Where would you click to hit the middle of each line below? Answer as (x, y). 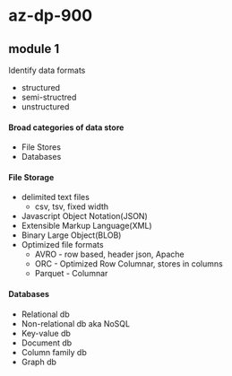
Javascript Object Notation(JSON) (85, 216)
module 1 (34, 49)
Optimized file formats (62, 245)
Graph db (39, 362)
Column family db (54, 352)
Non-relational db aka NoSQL (76, 323)
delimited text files (56, 197)
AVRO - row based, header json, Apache (109, 254)
